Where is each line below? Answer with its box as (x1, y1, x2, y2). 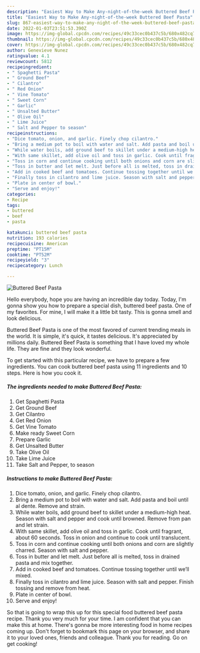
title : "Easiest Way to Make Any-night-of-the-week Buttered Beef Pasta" (7, 14, 193, 20)
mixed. (15, 572, 32, 579)
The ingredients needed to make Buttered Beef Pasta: (7, 383, 142, 390)
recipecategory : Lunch (7, 263, 63, 269)
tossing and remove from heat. (15, 584, 91, 592)
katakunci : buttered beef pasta (7, 230, 87, 236)
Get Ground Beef (15, 404, 57, 411)
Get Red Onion (15, 417, 52, 424)
